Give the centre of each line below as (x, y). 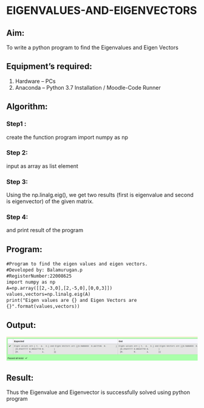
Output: (21, 325)
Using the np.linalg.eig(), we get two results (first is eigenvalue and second (100, 195)
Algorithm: (27, 107)
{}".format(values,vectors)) (43, 307)
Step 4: (17, 217)
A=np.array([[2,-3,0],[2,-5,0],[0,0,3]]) (59, 289)
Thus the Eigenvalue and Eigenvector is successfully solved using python (98, 392)
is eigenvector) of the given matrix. (50, 201)
